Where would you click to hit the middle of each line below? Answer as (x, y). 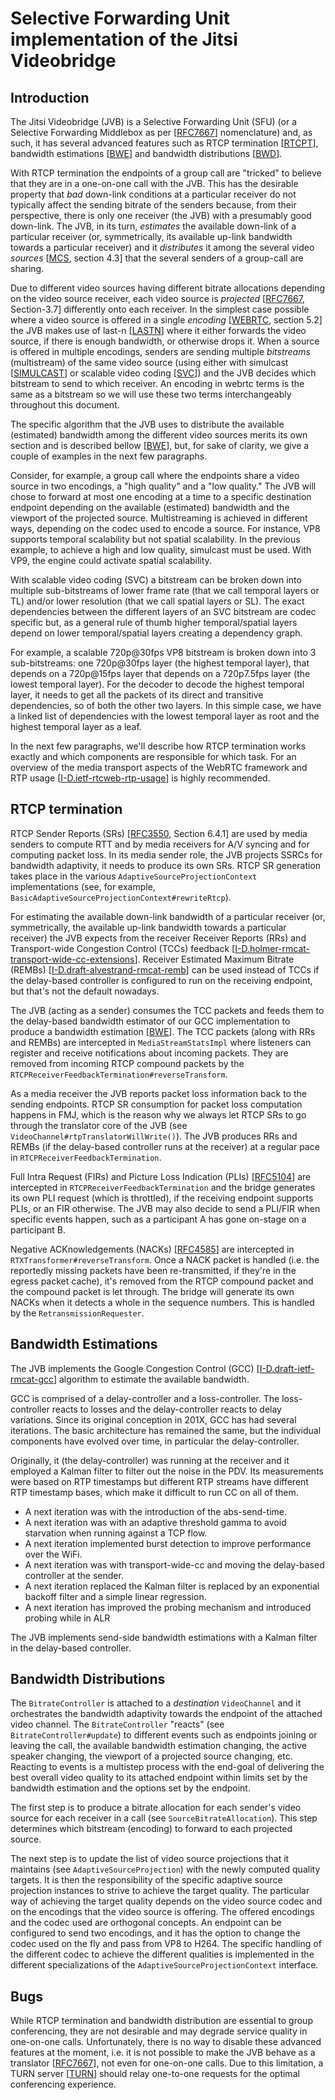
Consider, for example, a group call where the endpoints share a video (155, 475)
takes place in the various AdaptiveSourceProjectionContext (134, 876)
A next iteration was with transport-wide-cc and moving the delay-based (174, 1564)
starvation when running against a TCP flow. (116, 1533)
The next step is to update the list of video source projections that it (150, 1859)
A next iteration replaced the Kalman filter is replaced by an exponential (172, 1586)
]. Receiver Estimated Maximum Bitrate (214, 959)
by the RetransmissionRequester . (77, 1313)
